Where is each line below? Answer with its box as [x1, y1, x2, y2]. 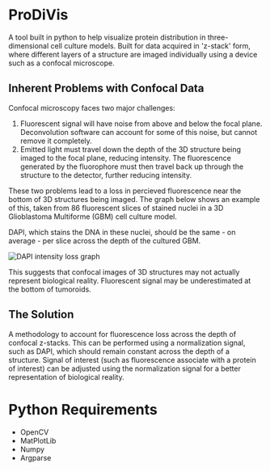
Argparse [19, 452, 52, 462]
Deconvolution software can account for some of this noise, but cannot [19, 127, 258, 137]
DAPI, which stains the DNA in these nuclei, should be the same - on [8, 227, 236, 237]
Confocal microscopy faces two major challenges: [8, 103, 175, 112]
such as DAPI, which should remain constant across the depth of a [8, 346, 230, 356]
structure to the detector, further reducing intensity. [19, 170, 192, 179]
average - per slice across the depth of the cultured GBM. [8, 236, 201, 246]
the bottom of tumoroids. [8, 284, 91, 294]
